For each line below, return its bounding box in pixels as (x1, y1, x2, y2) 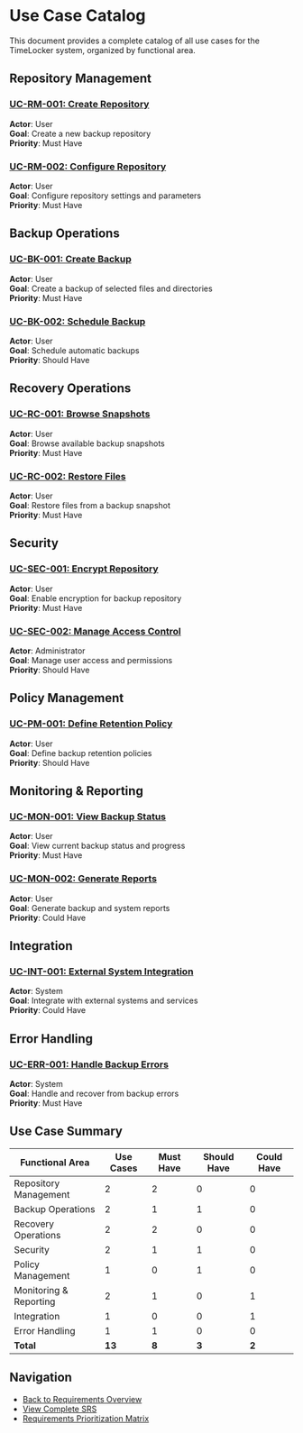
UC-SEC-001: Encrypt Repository (9, 562, 160, 575)
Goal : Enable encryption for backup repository (9, 592, 182, 604)
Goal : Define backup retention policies (9, 747, 152, 758)
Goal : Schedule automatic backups (9, 344, 140, 356)
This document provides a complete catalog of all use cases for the (9, 35, 260, 46)
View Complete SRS (22, 1403, 97, 1414)
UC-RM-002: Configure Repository (9, 160, 167, 172)
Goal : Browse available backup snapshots (9, 438, 165, 449)
